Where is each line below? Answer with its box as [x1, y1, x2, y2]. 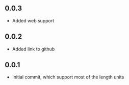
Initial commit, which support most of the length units [12, 74, 124, 80]
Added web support [12, 17, 55, 23]
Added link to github [12, 46, 55, 52]
